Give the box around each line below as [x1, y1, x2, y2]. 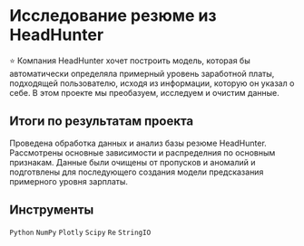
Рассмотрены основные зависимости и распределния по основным [9, 147, 276, 158]
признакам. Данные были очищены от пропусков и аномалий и [9, 156, 256, 167]
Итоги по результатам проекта [9, 114, 194, 129]
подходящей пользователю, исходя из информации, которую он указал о [9, 78, 295, 89]
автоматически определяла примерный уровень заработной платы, [9, 68, 275, 79]
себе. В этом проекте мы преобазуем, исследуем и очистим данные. [9, 87, 279, 98]
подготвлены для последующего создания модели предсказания [9, 166, 264, 177]
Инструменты [9, 203, 94, 218]
